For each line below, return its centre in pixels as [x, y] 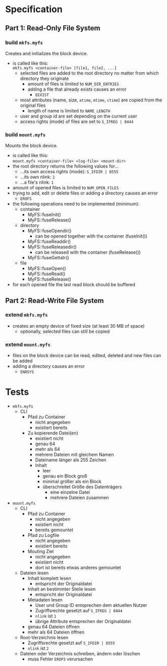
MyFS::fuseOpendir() [49, 231]
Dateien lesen [34, 573]
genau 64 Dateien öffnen [53, 627]
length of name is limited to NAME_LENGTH [69, 110]
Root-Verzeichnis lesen [44, 638]
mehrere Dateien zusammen [80, 498]
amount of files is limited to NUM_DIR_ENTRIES [73, 84]
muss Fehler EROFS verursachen [60, 659]
